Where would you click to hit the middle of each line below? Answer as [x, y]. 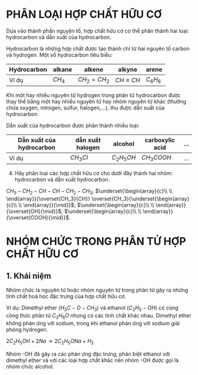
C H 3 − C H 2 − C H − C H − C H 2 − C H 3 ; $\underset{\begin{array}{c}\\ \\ [89, 192]
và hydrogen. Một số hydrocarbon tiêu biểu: [60, 54]
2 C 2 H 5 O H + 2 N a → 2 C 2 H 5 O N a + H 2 [50, 342]
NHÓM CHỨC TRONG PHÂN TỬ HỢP [96, 242]
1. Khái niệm [29, 276]
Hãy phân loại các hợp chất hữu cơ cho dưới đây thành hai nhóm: [93, 173]
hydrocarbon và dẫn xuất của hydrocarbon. [59, 37]
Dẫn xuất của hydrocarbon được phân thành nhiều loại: [73, 125]
